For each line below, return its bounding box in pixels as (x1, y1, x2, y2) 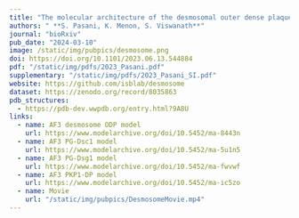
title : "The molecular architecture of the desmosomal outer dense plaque (9, 12, 293, 22)
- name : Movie (17, 187, 69, 196)
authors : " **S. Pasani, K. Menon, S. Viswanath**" (9, 21, 205, 30)
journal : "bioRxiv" (9, 29, 82, 38)
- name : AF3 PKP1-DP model (17, 170, 117, 179)
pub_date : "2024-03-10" (9, 37, 98, 47)
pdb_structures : (9, 95, 69, 105)
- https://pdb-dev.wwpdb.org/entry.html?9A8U (17, 104, 190, 113)
